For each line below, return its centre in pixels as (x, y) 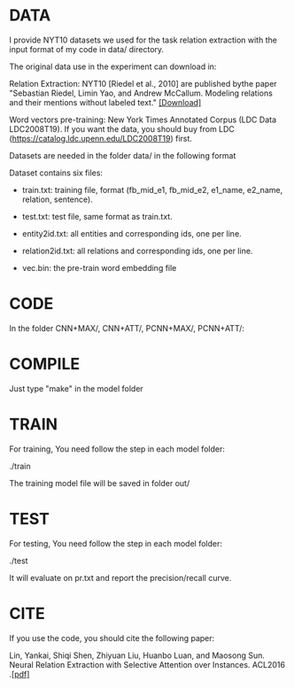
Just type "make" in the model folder (76, 388)
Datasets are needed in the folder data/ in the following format (123, 155)
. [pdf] (19, 674)
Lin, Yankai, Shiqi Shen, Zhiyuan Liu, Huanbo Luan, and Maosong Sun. (137, 655)
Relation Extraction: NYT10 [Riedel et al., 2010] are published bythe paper (143, 83)
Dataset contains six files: (56, 173)
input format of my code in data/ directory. (87, 49)
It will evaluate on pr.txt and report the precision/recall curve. (120, 577)
